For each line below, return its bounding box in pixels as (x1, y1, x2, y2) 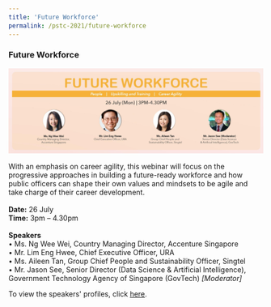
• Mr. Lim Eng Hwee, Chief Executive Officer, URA (8, 247, 175, 257)
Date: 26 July (8, 204, 54, 214)
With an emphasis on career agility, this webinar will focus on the (8, 161, 225, 171)
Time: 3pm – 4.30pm (8, 213, 78, 223)
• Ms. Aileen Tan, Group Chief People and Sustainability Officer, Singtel (8, 256, 246, 266)
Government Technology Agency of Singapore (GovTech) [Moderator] (8, 273, 243, 283)
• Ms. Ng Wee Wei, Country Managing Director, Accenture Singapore (8, 239, 239, 249)
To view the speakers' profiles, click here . (8, 288, 147, 299)
